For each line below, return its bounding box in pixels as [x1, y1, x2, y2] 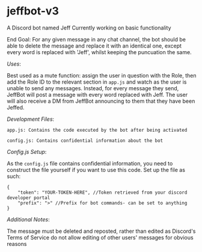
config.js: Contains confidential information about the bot [7, 137, 164, 144]
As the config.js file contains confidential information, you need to [7, 159, 173, 167]
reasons [7, 240, 27, 247]
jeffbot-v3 [7, 4, 59, 18]
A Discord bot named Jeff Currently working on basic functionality [7, 24, 171, 31]
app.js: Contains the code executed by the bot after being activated [7, 127, 188, 133]
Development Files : [7, 115, 55, 123]
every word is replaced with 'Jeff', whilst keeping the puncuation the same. [7, 48, 192, 55]
